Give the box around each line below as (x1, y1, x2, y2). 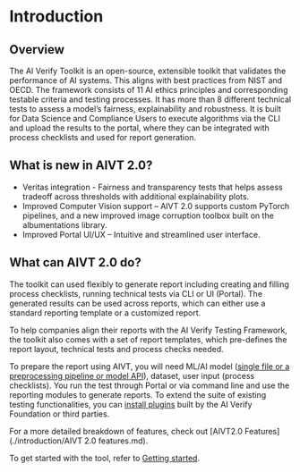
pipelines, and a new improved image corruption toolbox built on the (21, 210, 275, 221)
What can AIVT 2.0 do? (9, 255, 141, 270)
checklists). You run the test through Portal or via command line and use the (9, 380, 290, 391)
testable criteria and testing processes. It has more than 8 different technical (9, 94, 292, 105)
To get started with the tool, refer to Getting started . (9, 452, 200, 463)
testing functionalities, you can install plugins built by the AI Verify (9, 399, 253, 409)
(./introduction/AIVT (9, 435, 83, 446)
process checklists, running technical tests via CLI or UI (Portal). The (9, 288, 262, 299)
